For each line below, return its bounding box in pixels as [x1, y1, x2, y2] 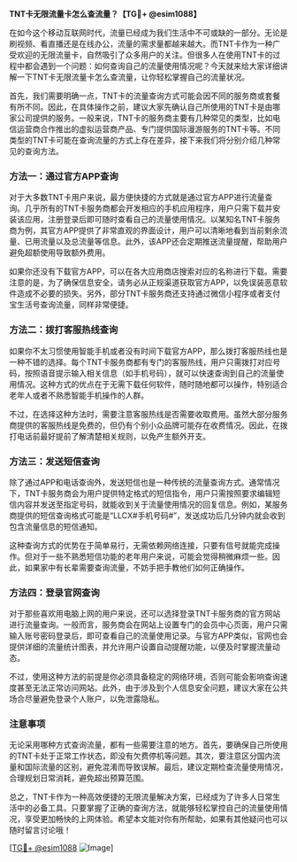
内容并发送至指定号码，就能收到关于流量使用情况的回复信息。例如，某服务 [16, 499, 288, 509]
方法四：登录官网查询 [9, 586, 100, 599]
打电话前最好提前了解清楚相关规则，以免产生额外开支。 [9, 431, 210, 441]
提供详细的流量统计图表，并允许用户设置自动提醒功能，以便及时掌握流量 [9, 641, 272, 652]
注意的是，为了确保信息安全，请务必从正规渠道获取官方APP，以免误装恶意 [9, 277, 280, 288]
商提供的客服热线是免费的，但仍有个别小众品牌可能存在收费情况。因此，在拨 [9, 420, 288, 431]
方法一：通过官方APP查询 [9, 170, 119, 182]
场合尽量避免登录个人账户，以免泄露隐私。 [9, 694, 164, 704]
